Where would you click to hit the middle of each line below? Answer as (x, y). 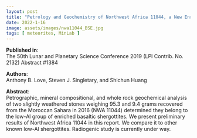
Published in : (22, 50)
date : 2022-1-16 (26, 22)
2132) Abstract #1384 (32, 63)
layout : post (22, 11)
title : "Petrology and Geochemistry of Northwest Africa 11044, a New (94, 17)
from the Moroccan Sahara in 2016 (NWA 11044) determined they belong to (97, 110)
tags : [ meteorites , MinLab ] (43, 33)
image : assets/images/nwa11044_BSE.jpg (55, 28)
